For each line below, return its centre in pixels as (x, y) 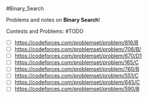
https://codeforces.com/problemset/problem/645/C (77, 82)
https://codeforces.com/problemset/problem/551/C (77, 76)
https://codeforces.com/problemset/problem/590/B (77, 89)
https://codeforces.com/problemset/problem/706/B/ (78, 49)
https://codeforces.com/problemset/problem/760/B (77, 69)
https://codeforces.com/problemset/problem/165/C (77, 62)
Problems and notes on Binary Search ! (53, 20)
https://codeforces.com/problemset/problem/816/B (77, 43)
